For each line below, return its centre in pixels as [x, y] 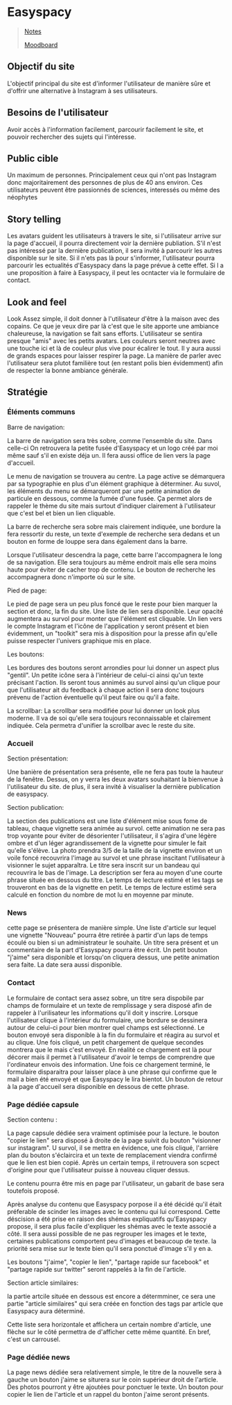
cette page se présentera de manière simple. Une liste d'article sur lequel [112, 928]
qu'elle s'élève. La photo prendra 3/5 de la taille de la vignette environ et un [115, 850]
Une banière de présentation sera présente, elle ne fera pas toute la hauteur [115, 772]
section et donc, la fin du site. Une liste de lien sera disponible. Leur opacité [115, 611]
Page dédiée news [39, 1357]
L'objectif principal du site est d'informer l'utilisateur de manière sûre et [109, 83]
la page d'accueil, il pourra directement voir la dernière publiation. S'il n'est [114, 243]
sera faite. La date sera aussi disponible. [65, 965]
